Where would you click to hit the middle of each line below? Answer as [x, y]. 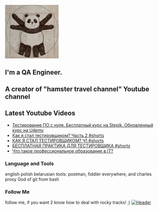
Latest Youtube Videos [40, 113]
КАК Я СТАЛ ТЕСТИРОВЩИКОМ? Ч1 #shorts [58, 140]
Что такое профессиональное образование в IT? [62, 151]
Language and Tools [30, 163]
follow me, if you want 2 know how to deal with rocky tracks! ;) [68, 203]
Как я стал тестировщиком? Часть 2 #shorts [58, 135]
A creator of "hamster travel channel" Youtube [77, 89]
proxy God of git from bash [32, 179]
